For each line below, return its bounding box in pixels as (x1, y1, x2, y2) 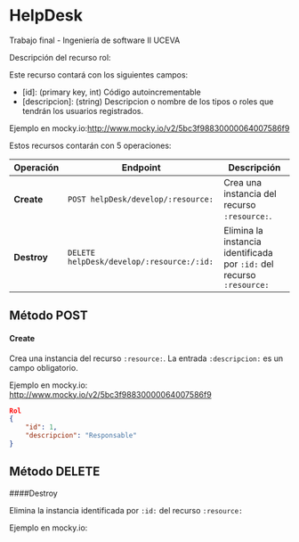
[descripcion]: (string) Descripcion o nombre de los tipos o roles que (21, 95, 274, 107)
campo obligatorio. (9, 362, 78, 373)
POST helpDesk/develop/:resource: (68, 193, 214, 204)
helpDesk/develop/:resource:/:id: (68, 256, 214, 267)
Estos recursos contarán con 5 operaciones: (9, 140, 172, 151)
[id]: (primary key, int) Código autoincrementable (21, 86, 202, 97)
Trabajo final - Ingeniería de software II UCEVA (9, 35, 181, 45)
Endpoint (121, 161, 162, 174)
